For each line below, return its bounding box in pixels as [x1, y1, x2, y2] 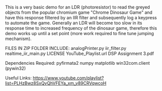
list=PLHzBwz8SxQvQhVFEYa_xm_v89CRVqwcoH [5, 80, 107, 86]
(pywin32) [5, 65, 26, 71]
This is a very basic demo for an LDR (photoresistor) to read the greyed [5, 4, 150, 10]
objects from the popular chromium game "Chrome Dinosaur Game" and [5, 9, 153, 15]
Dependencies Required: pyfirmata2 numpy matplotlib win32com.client [5, 60, 150, 66]
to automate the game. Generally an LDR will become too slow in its [5, 20, 142, 26]
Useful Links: [5, 75, 32, 81]
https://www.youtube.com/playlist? [33, 75, 104, 81]
